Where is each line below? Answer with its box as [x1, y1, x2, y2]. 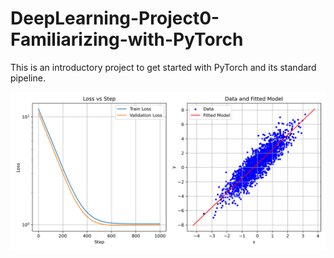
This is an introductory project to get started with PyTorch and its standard [10, 61, 317, 73]
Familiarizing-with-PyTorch [10, 28, 244, 51]
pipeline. [10, 72, 46, 84]
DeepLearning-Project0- [10, 7, 220, 30]
